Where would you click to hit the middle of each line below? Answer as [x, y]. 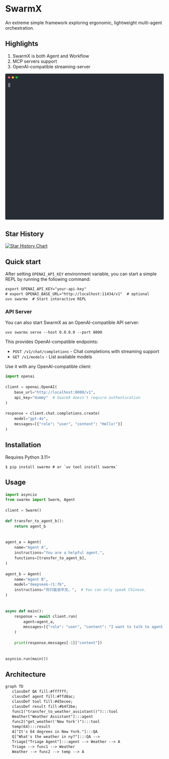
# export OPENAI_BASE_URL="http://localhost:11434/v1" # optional [77, 294]
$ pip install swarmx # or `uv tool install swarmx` [62, 467]
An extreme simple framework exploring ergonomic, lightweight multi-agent [84, 23]
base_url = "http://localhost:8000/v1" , [55, 392]
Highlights [22, 44]
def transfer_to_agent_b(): [35, 521]
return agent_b [30, 526]
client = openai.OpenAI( [31, 387]
